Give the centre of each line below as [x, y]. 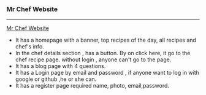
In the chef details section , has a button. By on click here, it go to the [103, 53]
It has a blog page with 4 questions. [60, 66]
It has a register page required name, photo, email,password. [92, 86]
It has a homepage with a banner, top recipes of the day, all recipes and [105, 40]
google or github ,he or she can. [56, 79]
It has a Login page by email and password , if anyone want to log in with [107, 73]
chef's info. [29, 47]
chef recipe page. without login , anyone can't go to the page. [93, 59]
